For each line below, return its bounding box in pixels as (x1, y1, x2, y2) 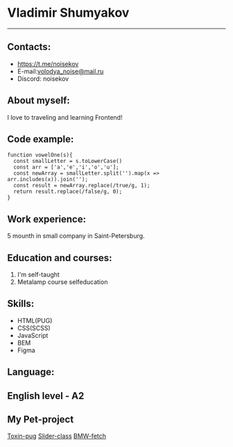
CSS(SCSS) (17, 324, 51, 332)
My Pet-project (7, 413, 74, 425)
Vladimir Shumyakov (7, 5, 130, 21)
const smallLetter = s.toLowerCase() (13, 158, 123, 165)
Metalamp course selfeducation (17, 278, 108, 286)
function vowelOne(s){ (7, 152, 73, 159)
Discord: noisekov (17, 74, 69, 83)
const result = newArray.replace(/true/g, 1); (13, 182, 150, 189)
